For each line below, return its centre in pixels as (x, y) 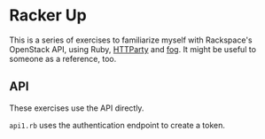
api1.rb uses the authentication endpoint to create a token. (117, 125)
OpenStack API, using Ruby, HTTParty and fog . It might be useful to (133, 49)
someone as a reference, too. (63, 58)
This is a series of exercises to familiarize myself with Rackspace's (131, 40)
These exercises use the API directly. (77, 108)
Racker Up (48, 15)
